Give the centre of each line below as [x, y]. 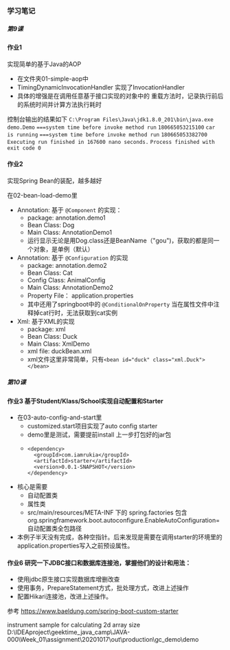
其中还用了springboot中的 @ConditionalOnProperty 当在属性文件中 [120, 304]
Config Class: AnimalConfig [66, 280]
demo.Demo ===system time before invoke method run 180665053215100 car [111, 127]
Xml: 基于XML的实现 [46, 321]
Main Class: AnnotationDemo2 [70, 287]
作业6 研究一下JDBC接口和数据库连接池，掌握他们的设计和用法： [99, 563]
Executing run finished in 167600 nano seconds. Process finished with [111, 142]
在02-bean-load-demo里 [42, 195]
